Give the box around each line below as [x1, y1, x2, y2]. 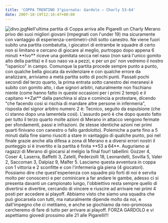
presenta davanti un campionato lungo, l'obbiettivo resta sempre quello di [5, 180, 157, 186]
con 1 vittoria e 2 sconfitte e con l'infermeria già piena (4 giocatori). [5, 164, 144, 170]
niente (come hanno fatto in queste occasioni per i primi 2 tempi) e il [5, 90, 146, 96]
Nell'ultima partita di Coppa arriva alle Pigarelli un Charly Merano [27, 26, 161, 32]
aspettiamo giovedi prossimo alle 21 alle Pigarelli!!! [5, 212, 109, 218]
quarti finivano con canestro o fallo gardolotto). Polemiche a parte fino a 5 [5, 127, 158, 133]
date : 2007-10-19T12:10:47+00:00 [5, 12, 75, 17]
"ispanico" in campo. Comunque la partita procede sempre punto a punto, [5, 63, 158, 69]
